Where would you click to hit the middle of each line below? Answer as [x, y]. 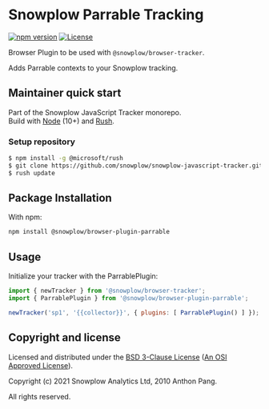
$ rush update [32, 173]
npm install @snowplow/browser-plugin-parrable [89, 232]
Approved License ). [41, 365]
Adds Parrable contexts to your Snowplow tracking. [93, 68]
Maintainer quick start [65, 93]
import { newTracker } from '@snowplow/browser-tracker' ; [107, 291]
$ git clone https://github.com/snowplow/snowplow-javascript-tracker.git [136, 166]
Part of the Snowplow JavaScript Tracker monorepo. [95, 112]
